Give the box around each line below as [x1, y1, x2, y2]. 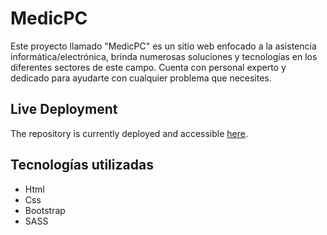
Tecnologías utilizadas [10, 157, 154, 174]
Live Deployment [10, 101, 118, 118]
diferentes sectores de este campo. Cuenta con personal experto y [10, 61, 287, 73]
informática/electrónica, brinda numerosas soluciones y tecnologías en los [10, 50, 318, 62]
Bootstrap [24, 204, 66, 216]
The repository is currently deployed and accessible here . [10, 127, 248, 139]
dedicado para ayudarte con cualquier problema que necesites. [10, 72, 272, 84]
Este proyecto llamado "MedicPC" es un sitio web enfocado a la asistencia [10, 40, 317, 52]
